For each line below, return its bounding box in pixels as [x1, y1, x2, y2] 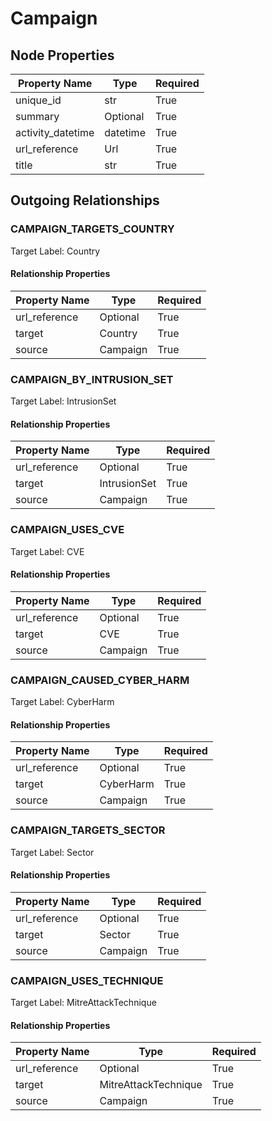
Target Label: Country [10, 245, 101, 257]
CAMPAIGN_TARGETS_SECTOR [10, 823, 166, 837]
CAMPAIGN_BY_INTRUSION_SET [10, 372, 174, 386]
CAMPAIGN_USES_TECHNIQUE [10, 973, 164, 987]
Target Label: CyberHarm [10, 696, 115, 708]
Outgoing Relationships [10, 192, 160, 209]
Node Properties [10, 47, 115, 64]
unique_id [15, 93, 62, 107]
